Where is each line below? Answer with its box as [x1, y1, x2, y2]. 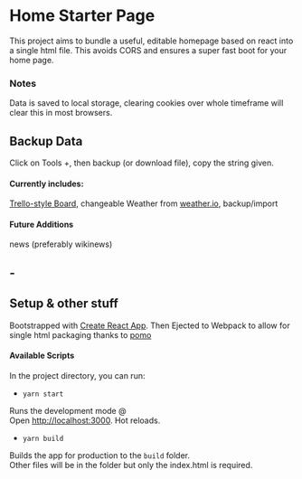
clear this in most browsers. [9, 108, 113, 118]
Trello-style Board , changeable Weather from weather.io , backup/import [9, 198, 278, 209]
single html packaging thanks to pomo [9, 329, 152, 340]
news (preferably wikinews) [9, 239, 113, 249]
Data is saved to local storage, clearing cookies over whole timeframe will [9, 98, 284, 108]
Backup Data [9, 133, 83, 149]
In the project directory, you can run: [9, 370, 146, 380]
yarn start [22, 390, 64, 399]
